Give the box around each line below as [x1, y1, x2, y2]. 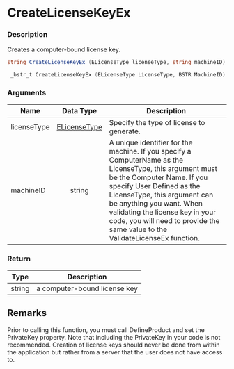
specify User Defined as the [109, 181, 201, 190]
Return [7, 254, 31, 263]
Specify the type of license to [109, 117, 205, 127]
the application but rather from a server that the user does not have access [7, 347, 223, 356]
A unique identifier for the [109, 138, 193, 147]
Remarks [7, 307, 47, 319]
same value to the [109, 224, 167, 234]
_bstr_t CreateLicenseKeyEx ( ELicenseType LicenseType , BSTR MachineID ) [10, 72, 226, 79]
